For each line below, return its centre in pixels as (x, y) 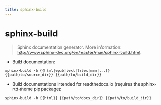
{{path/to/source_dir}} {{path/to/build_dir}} (53, 75)
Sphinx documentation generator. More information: (69, 47)
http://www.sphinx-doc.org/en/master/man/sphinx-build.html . (79, 52)
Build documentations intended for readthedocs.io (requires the (76, 84)
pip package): (48, 89)
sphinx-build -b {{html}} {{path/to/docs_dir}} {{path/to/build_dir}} (78, 98)
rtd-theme (22, 89)
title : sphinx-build (26, 9)
